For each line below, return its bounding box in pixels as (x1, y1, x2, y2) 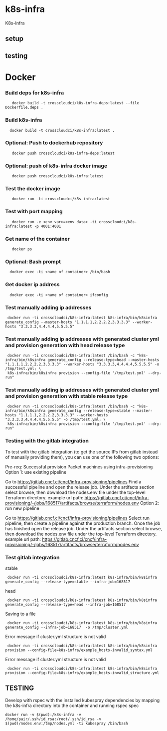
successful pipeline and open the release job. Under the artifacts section (5, 484, 155, 490)
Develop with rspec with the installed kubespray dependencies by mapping (5, 697, 160, 703)
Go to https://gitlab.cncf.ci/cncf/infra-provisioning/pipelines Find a (5, 478, 142, 485)
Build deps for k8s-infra (5, 89, 64, 96)
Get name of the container (5, 235, 70, 242)
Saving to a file (5, 611, 36, 617)
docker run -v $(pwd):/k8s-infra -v (5, 712, 81, 717)
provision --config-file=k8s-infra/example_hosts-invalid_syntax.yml (5, 648, 153, 653)
